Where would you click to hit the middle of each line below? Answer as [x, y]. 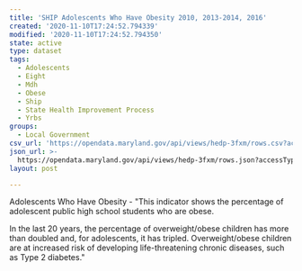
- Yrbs [30, 118]
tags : [19, 59]
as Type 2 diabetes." [47, 257]
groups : [24, 127]
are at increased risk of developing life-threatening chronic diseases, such [147, 248]
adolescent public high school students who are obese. [111, 212]
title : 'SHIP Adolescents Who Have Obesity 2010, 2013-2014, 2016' [138, 18]
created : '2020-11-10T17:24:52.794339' [84, 26]
